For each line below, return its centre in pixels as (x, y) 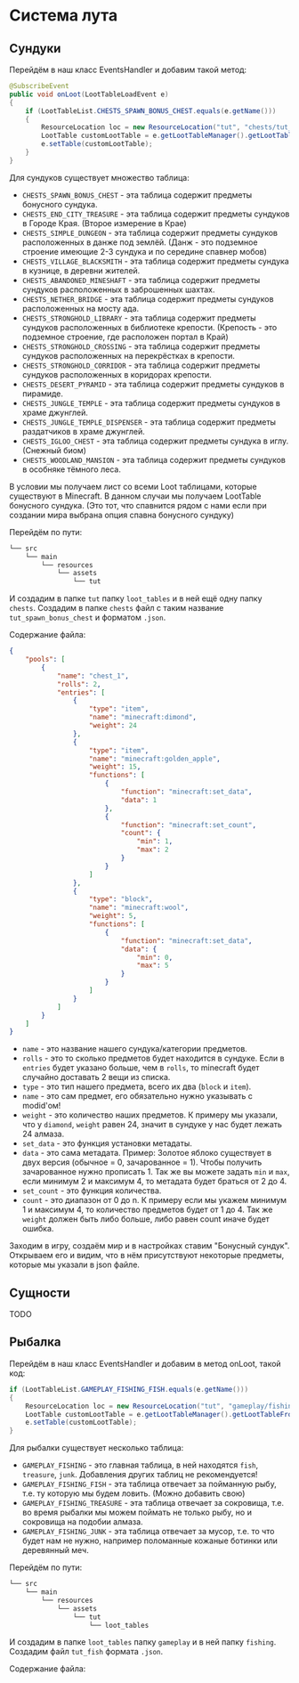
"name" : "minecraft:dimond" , (143, 718)
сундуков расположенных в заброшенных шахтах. (118, 289)
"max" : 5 (153, 966)
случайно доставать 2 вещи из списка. (96, 1077)
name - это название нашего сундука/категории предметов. (134, 1049)
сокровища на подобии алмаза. (83, 1522)
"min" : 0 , (155, 957)
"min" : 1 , (155, 841)
